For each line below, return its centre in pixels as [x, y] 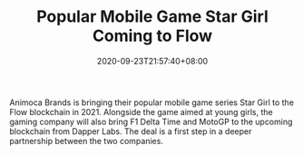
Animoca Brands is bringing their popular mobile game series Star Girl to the [152, 102]
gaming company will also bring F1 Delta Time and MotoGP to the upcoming [151, 121]
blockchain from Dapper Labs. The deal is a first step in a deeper [131, 131]
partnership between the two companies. [86, 140]
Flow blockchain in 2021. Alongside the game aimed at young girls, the [142, 111]
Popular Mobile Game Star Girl [152, 17]
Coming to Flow [152, 36]
